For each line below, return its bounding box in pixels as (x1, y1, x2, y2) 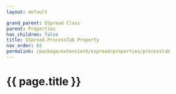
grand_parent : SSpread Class (6, 20, 80, 26)
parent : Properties (6, 26, 56, 32)
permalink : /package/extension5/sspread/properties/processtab (6, 48, 171, 55)
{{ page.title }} (6, 74, 82, 89)
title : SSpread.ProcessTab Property (6, 37, 99, 43)
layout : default (6, 9, 48, 15)
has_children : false (6, 31, 59, 37)
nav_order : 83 (6, 43, 43, 49)
